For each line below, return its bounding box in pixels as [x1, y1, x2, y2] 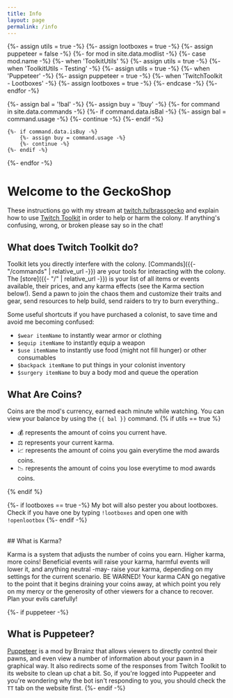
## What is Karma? [7, 536, 62, 545]
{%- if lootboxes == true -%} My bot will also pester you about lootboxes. [7, 501, 218, 509]
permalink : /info [7, 23, 58, 30]
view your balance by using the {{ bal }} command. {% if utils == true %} [7, 414, 221, 422]
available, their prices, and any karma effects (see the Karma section [7, 282, 204, 290]
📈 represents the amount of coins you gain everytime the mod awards [17, 446, 220, 454]
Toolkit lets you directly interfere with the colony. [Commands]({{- [7, 260, 196, 268]
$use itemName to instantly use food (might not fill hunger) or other [17, 346, 207, 355]
